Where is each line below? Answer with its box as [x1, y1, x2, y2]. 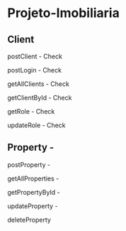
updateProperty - [7, 201, 58, 210]
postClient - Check [7, 52, 62, 60]
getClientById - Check [7, 94, 72, 102]
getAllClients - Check [7, 80, 69, 88]
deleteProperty [7, 215, 52, 224]
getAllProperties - [7, 174, 59, 183]
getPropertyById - [7, 188, 60, 196]
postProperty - [7, 160, 51, 168]
